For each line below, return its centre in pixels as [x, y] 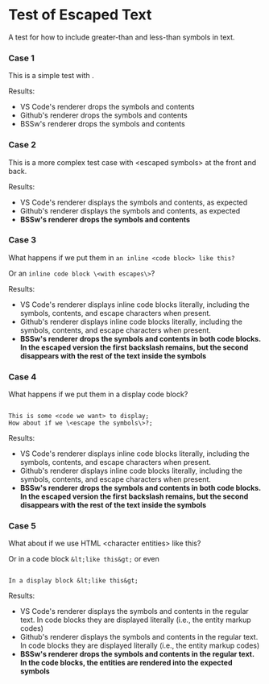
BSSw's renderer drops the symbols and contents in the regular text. [137, 654]
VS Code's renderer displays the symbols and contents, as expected [134, 202]
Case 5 [22, 526]
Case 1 [21, 58]
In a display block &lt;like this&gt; [73, 581]
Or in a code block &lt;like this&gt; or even [84, 559]
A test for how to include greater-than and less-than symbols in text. [122, 37]
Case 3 [22, 240]
